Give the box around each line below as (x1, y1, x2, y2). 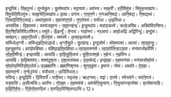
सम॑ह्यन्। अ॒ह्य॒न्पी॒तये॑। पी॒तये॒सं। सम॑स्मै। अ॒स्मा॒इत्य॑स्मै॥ (5, 34, 93, 40)
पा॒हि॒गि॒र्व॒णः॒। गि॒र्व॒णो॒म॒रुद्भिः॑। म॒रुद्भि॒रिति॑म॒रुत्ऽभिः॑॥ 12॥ (5, 86, 94, 92)
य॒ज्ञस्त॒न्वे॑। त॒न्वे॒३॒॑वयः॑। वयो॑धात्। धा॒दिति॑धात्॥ (5, 68, 79, 75)
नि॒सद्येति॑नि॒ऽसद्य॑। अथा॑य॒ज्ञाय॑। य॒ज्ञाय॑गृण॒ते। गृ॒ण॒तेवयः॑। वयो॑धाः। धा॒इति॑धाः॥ (5, 17, 125, 23)
